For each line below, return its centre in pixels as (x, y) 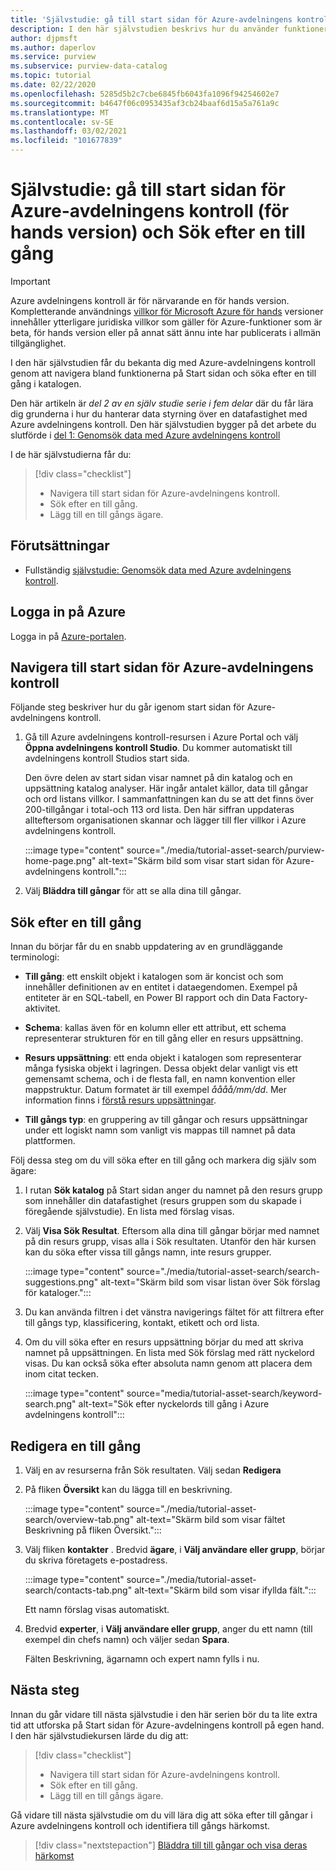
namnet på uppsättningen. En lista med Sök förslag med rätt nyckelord (169, 1353)
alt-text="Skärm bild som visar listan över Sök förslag (210, 1282)
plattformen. (50, 1141)
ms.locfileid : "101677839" (66, 141)
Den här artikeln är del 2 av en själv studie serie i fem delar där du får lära (162, 403)
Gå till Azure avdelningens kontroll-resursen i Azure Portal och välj (161, 737)
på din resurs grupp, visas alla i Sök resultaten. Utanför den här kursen (170, 1242)
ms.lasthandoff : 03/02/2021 (69, 131)
